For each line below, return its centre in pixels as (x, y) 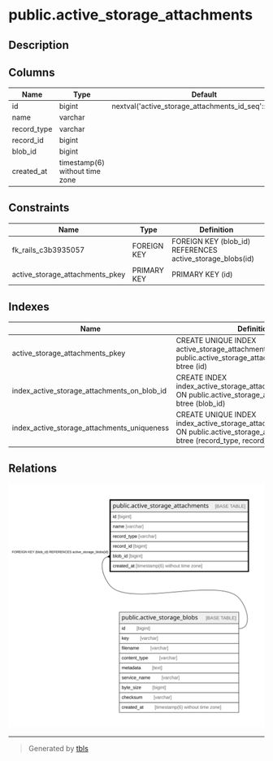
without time (80, 172)
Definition (216, 230)
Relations (33, 469)
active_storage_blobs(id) (213, 259)
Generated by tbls (58, 748)
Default (204, 94)
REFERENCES (195, 250)
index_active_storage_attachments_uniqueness (90, 428)
